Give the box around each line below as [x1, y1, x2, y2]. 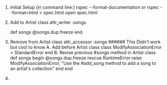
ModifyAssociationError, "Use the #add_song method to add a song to [10, 60, 156, 66]
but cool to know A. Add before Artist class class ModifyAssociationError [10, 44, 162, 50]
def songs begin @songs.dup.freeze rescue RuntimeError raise [10, 55, 142, 61]
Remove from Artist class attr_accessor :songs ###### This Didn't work [10, 39, 161, 45]
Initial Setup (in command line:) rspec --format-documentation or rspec [10, 5, 159, 10]
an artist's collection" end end [10, 65, 73, 71]
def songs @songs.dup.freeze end [10, 29, 82, 35]
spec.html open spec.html [43, 10, 98, 16]
